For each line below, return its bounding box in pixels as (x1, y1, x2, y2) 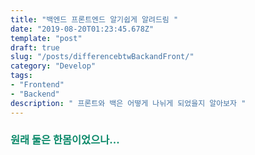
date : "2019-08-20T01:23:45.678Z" (10, 24, 155, 34)
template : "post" (10, 33, 83, 43)
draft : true (10, 42, 60, 53)
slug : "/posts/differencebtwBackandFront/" (10, 52, 195, 62)
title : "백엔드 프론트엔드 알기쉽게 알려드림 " (10, 14, 179, 25)
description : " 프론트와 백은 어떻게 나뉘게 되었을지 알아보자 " (10, 98, 247, 108)
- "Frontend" (10, 80, 65, 90)
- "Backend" (10, 89, 60, 99)
